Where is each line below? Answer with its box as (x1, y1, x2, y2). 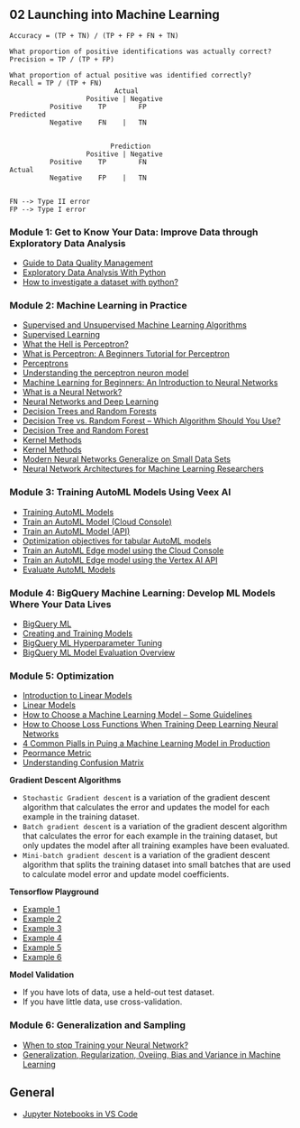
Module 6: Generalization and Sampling (9, 1019, 186, 1031)
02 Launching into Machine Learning (9, 7, 221, 23)
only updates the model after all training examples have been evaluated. (22, 840, 290, 851)
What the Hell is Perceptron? (22, 338, 129, 350)
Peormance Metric (22, 748, 92, 759)
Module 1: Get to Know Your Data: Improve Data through (9, 226, 259, 238)
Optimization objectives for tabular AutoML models (22, 535, 212, 546)
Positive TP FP (49, 102, 147, 111)
